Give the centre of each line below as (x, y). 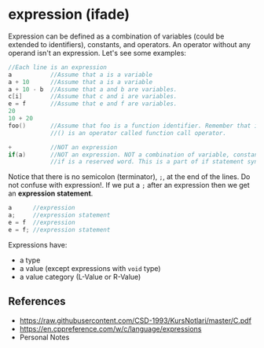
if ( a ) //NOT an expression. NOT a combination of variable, (119, 155)
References (37, 301)
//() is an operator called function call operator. (138, 133)
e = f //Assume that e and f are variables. (93, 104)
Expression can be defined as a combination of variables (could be (116, 36)
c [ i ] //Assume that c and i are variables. (93, 97)
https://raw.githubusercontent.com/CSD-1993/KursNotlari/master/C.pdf (135, 321)
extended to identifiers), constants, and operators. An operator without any (130, 44)
